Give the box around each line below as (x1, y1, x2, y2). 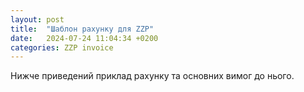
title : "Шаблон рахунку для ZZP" (10, 24, 155, 34)
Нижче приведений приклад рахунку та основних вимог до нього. (10, 70, 295, 82)
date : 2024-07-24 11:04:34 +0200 (10, 33, 159, 43)
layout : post (10, 14, 65, 25)
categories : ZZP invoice (10, 42, 114, 53)
